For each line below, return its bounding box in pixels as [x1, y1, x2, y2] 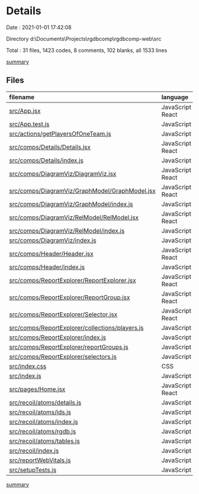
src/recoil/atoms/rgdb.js [9, 427, 76, 435]
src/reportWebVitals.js [9, 456, 71, 464]
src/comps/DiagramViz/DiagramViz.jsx [9, 169, 117, 178]
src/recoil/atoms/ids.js [9, 408, 72, 416]
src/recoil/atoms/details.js [9, 398, 82, 406]
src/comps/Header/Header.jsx [9, 249, 94, 258]
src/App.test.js [9, 120, 50, 128]
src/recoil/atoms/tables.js [9, 437, 80, 445]
